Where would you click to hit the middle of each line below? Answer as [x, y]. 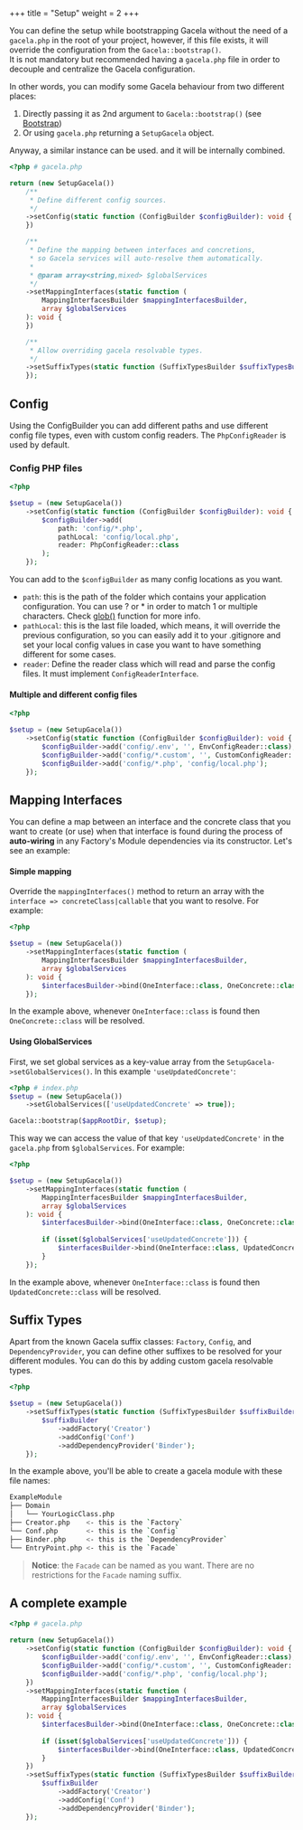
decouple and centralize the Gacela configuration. [102, 69]
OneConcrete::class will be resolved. [77, 1021]
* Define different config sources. [98, 200]
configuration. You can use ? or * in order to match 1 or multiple [140, 607]
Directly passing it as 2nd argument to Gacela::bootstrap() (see [142, 113]
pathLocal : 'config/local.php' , [118, 537]
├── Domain [30, 1506]
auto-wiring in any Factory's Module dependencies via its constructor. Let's [151, 841]
